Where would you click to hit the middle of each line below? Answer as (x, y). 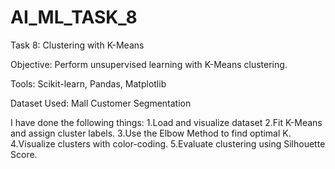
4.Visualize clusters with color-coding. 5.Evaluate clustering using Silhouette (168, 143)
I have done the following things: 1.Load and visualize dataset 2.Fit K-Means (166, 122)
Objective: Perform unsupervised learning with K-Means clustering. (149, 64)
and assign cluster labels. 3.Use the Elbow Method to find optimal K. (151, 133)
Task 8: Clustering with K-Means (77, 45)
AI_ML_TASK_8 (74, 17)
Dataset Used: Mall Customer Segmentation (101, 103)
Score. (24, 154)
